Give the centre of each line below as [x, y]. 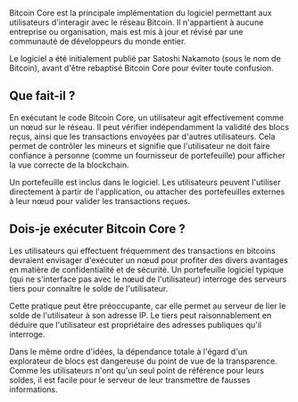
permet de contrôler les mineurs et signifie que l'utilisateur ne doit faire [140, 145]
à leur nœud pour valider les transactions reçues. [99, 201]
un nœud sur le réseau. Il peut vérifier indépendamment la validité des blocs [149, 127]
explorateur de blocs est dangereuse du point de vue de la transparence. [144, 361]
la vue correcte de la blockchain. [69, 165]
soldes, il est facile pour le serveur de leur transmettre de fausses [130, 380]
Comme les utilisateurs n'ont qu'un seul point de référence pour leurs [137, 370]
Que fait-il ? [42, 96]
